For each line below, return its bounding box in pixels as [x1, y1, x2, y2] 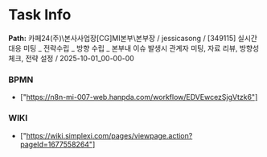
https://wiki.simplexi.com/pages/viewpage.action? [26, 130, 193, 140]
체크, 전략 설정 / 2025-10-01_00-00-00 [8, 53, 134, 63]
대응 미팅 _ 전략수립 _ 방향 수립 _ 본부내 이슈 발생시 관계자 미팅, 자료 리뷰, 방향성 [8, 43, 260, 53]
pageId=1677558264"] [19, 139, 96, 149]
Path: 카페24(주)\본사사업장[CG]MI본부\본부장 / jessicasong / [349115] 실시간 [8, 33, 257, 43]
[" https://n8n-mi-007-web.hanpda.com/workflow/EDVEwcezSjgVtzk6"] [19, 93, 258, 102]
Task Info [8, 6, 72, 24]
